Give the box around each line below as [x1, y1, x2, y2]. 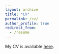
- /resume [9, 30, 29, 35]
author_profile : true [5, 21, 50, 26]
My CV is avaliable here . [5, 44, 54, 49]
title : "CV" [5, 12, 29, 17]
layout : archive [5, 7, 38, 12]
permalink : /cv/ [5, 16, 38, 21]
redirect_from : [5, 26, 36, 30]
